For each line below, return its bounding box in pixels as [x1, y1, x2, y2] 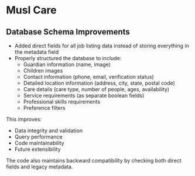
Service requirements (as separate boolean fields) [23, 92, 145, 99]
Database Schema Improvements [6, 27, 130, 37]
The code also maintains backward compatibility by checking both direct [6, 157, 182, 164]
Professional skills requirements [23, 98, 101, 105]
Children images [23, 67, 63, 74]
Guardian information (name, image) [23, 61, 111, 68]
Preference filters [23, 105, 66, 111]
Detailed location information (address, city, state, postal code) [23, 80, 176, 87]
